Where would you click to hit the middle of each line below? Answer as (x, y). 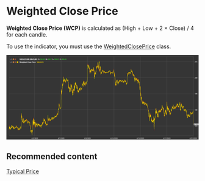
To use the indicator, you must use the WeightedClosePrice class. (89, 46)
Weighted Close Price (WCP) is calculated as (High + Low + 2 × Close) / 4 (100, 28)
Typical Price (23, 171)
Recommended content (52, 157)
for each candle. (27, 34)
